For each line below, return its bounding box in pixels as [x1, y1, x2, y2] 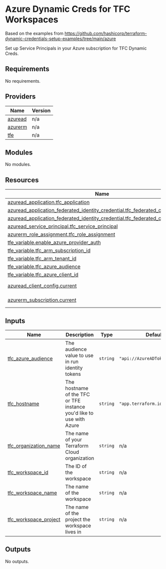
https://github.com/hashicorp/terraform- [64, 30, 147, 36]
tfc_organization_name [7, 442, 60, 449]
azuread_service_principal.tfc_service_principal [7, 223, 118, 230]
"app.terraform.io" [119, 401, 165, 407]
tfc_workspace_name [7, 489, 57, 496]
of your [65, 436, 83, 443]
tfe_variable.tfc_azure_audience [7, 263, 81, 270]
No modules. [5, 161, 31, 167]
